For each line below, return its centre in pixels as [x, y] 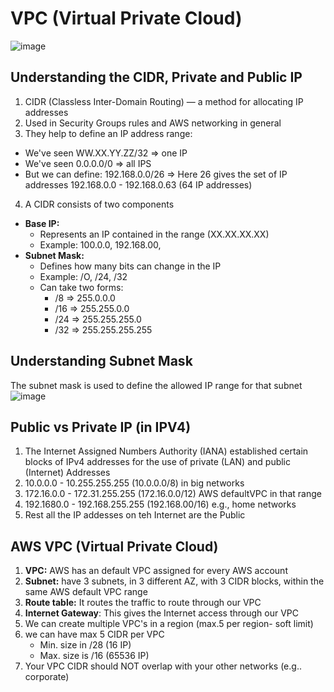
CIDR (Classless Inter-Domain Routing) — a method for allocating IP [164, 101]
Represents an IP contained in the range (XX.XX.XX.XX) [154, 234]
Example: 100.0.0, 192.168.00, [100, 244]
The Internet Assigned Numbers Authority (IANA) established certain [166, 451]
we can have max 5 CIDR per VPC [94, 634]
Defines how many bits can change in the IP [130, 266]
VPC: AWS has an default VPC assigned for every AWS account [156, 571]
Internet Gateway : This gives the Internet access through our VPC [161, 613]
